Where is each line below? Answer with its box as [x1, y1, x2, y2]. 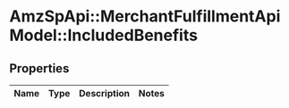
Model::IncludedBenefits [9, 25, 199, 46]
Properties [9, 61, 70, 76]
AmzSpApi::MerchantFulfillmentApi [9, 6, 281, 27]
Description [79, 87, 130, 99]
